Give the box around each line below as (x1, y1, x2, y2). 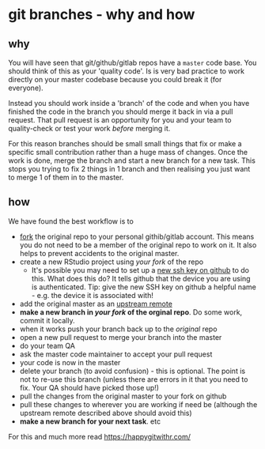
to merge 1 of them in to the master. (8, 172, 124, 182)
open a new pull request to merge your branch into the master (19, 332, 222, 341)
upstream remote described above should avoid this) (19, 408, 192, 417)
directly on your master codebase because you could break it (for (8, 75, 222, 84)
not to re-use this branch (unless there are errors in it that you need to (19, 374, 248, 384)
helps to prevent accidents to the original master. (19, 248, 180, 258)
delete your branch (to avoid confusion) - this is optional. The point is (19, 366, 246, 375)
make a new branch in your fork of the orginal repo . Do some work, (19, 307, 243, 317)
